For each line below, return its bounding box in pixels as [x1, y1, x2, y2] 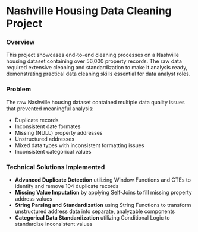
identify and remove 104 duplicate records [14, 183, 119, 190]
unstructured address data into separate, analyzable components [14, 208, 175, 215]
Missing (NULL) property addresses [14, 129, 103, 136]
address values [14, 195, 52, 202]
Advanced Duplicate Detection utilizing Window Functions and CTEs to [14, 176, 191, 183]
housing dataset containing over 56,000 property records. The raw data [6, 58, 183, 65]
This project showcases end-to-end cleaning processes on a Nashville [6, 52, 180, 59]
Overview [6, 38, 35, 46]
